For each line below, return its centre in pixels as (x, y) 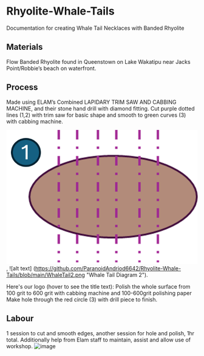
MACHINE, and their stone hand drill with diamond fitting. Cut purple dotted (101, 108)
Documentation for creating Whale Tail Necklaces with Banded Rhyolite (95, 28)
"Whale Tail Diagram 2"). (117, 275)
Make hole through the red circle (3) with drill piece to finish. (82, 300)
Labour (20, 319)
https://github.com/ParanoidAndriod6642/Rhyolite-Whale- (108, 268)
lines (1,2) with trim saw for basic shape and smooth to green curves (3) (96, 115)
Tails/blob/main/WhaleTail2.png (46, 275)
